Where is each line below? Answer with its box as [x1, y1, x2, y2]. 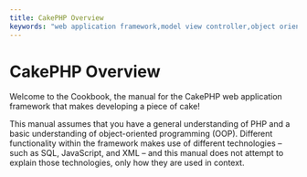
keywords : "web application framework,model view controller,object [9, 22, 276, 31]
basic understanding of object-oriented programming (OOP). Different [9, 129, 273, 140]
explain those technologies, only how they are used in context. [9, 157, 245, 169]
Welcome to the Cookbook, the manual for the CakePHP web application [9, 91, 283, 102]
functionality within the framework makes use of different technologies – [9, 138, 282, 149]
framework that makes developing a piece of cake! [9, 101, 201, 112]
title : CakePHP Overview [9, 13, 104, 23]
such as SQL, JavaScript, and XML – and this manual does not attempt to [9, 148, 284, 159]
